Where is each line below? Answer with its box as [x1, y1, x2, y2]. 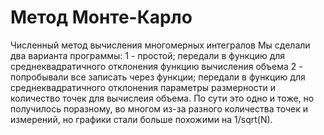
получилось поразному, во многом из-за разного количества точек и [10, 102, 309, 115]
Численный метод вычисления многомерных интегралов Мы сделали [10, 39, 311, 51]
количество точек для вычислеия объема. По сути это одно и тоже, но [10, 92, 315, 104]
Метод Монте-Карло [10, 6, 193, 29]
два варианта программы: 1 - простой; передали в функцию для [10, 49, 286, 61]
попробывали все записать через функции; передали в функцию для [10, 71, 306, 83]
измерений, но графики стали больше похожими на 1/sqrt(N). [10, 113, 273, 125]
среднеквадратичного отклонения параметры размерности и [10, 81, 276, 93]
